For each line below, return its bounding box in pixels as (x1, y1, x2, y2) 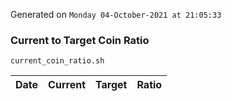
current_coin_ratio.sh (10, 56, 105, 66)
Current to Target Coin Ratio (10, 33, 150, 47)
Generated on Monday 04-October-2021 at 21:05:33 (10, 9, 222, 20)
